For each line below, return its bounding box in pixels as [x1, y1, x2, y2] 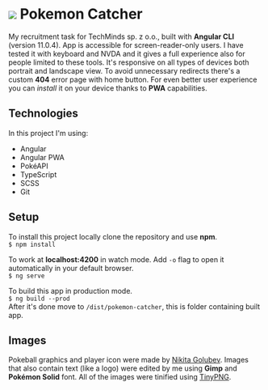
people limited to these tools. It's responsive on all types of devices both [8, 57, 249, 67]
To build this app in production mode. [8, 286, 133, 295]
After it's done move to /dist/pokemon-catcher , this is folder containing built [8, 301, 261, 312]
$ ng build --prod [8, 295, 70, 303]
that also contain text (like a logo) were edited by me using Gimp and [8, 363, 238, 373]
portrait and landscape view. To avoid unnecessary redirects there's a [8, 66, 241, 75]
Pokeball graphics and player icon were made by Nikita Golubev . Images [8, 355, 249, 365]
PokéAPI [19, 161, 48, 171]
